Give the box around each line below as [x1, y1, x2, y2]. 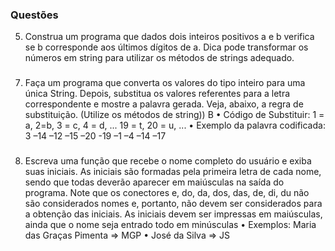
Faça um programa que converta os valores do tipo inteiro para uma [24, 77, 306, 89]
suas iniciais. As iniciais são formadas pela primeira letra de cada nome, [24, 166, 322, 178]
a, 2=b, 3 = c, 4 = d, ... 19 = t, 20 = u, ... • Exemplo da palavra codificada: [24, 119, 326, 132]
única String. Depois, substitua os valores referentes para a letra [24, 88, 291, 100]
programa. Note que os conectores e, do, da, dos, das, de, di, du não [24, 187, 310, 199]
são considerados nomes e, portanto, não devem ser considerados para [24, 198, 323, 210]
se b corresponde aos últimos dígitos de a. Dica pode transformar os [24, 41, 309, 53]
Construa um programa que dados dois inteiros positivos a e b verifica [24, 31, 315, 43]
